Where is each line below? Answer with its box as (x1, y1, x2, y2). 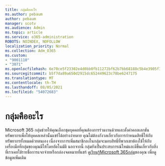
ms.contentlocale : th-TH (5, 80, 56, 85)
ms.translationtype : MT (5, 76, 54, 81)
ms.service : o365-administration (5, 35, 74, 40)
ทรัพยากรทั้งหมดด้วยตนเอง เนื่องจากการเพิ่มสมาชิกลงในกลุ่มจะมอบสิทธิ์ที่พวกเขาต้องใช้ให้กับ (5, 138, 152, 144)
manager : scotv (5, 21, 36, 26)
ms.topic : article (5, 30, 43, 35)
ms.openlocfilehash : (5, 67, 48, 72)
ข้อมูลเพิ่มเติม (5, 155, 26, 161)
